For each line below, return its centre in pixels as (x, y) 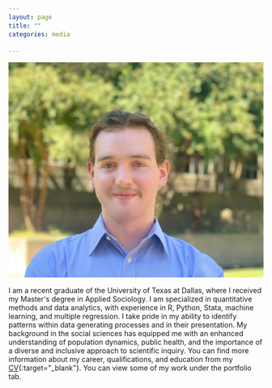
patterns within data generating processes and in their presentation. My (128, 325)
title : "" (25, 26)
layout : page (30, 17)
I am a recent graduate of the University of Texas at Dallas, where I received (135, 290)
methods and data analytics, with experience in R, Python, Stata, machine (131, 307)
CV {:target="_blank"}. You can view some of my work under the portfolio (130, 368)
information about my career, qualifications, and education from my (121, 359)
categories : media (39, 34)
